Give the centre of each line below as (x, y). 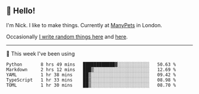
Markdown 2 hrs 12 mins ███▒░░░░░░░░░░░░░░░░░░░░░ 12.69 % (91, 69)
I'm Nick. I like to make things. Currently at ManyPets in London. (84, 25)
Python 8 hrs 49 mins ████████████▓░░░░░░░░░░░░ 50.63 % (91, 64)
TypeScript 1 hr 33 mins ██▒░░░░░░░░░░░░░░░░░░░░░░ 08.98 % (91, 80)
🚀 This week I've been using (41, 53)
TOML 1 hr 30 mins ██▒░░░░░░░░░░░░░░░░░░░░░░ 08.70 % (91, 85)
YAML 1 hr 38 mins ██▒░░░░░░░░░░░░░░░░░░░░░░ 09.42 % (91, 74)
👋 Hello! (21, 11)
